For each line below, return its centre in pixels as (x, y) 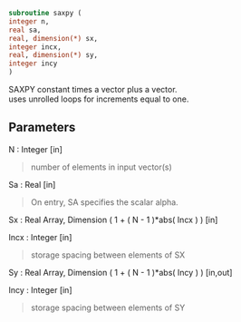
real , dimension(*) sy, (53, 55)
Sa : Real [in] (32, 184)
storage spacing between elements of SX (108, 255)
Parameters (42, 127)
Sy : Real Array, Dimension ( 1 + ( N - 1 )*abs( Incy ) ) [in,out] (120, 272)
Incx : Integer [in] (40, 237)
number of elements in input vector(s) (101, 167)
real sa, (25, 30)
